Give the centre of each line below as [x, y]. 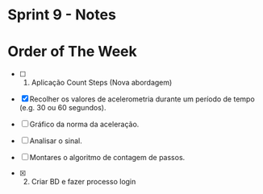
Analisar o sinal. [56, 141]
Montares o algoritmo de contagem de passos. [107, 158]
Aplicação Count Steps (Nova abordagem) [102, 83]
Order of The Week [73, 52]
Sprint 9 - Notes [62, 15]
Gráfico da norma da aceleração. [84, 124]
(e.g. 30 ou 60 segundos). [63, 108]
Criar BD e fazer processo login [83, 182]
